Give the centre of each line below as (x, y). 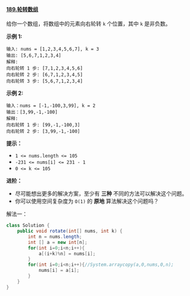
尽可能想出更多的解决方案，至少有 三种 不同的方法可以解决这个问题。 (101, 194)
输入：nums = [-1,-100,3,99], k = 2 (51, 106)
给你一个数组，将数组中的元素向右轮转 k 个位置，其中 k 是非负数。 (89, 24)
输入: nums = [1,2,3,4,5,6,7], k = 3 (53, 49)
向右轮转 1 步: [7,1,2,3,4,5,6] (45, 69)
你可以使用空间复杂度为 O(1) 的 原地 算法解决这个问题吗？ (87, 201)
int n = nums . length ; (55, 236)
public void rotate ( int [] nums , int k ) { (70, 231)
